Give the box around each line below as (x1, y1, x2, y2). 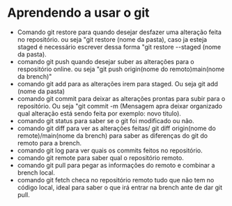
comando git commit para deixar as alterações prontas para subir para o (17, 94, 226, 102)
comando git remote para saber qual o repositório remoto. (17, 153, 185, 161)
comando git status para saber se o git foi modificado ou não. (17, 116, 194, 125)
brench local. (17, 168, 56, 177)
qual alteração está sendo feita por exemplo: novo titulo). (17, 109, 181, 118)
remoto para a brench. (17, 138, 82, 147)
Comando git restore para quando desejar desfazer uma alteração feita (17, 28, 222, 36)
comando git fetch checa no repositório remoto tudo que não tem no (17, 175, 215, 184)
